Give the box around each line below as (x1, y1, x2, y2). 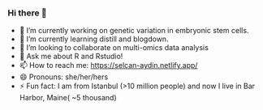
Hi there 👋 (7, 7, 48, 19)
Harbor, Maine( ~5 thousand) (19, 93, 117, 103)
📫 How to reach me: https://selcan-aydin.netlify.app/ (19, 61, 198, 70)
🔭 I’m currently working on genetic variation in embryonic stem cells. (19, 26, 249, 36)
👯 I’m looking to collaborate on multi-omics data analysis (19, 43, 209, 53)
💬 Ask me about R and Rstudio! (19, 52, 123, 61)
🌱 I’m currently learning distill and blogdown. (19, 34, 169, 44)
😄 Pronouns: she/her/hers (19, 72, 109, 82)
